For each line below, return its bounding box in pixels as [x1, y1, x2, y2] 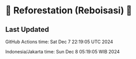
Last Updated [5, 25, 49, 34]
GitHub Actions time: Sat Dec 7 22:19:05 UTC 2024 [5, 38, 113, 45]
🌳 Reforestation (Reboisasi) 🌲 [5, 5, 132, 16]
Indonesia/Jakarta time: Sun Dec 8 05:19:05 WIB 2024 [5, 49, 120, 54]
